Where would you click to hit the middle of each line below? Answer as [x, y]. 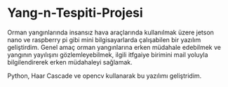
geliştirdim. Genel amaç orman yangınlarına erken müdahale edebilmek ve [114, 47]
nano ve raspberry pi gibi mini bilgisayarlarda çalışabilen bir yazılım [104, 39]
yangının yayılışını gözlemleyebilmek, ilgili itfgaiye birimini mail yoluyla [108, 55]
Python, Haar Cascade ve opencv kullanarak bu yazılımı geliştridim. [105, 76]
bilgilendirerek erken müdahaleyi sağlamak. [70, 62]
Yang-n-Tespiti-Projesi [75, 13]
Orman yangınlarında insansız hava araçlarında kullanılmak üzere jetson [110, 32]
